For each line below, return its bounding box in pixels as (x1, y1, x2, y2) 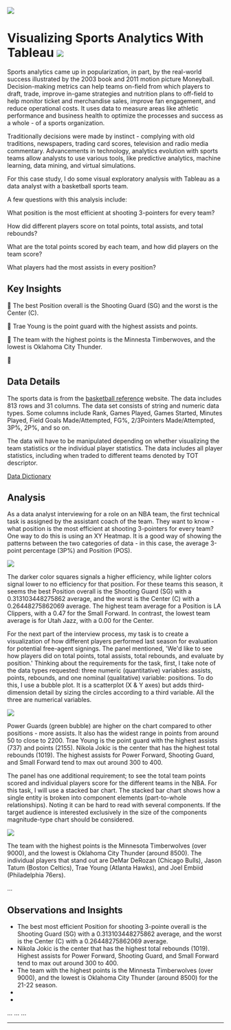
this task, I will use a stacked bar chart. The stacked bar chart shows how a (7, 787, 221, 795)
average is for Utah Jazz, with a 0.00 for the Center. (7, 617, 154, 625)
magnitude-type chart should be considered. (7, 815, 134, 824)
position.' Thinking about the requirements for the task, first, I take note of (7, 659, 217, 668)
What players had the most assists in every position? (7, 263, 156, 271)
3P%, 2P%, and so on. (7, 423, 71, 432)
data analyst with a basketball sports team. (7, 182, 129, 190)
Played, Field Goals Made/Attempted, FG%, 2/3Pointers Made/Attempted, (7, 416, 215, 424)
